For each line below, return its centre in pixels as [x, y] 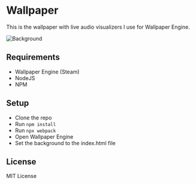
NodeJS [25, 78]
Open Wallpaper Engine [44, 137]
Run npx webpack [35, 130]
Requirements [33, 57]
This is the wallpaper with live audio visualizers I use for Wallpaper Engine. [98, 27]
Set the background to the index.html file [65, 143]
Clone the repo [33, 118]
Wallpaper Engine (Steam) [47, 72]
